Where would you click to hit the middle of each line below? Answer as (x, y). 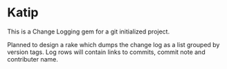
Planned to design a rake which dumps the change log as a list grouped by (113, 44)
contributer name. (33, 59)
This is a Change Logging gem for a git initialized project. (89, 31)
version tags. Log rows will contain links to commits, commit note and (106, 52)
